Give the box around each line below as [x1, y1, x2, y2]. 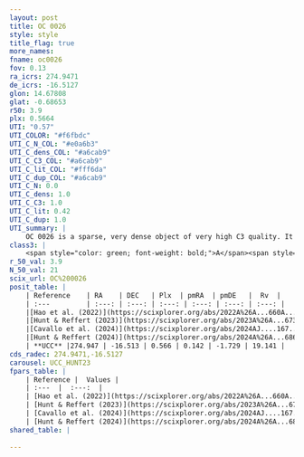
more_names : [9, 47, 54, 56]
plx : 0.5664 [9, 114, 54, 123]
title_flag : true [9, 38, 75, 48]
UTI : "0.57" [9, 123, 54, 132]
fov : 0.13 [9, 64, 47, 73]
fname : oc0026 [9, 55, 63, 64]
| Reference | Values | [25, 375, 119, 385]
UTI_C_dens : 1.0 [9, 190, 71, 199]
